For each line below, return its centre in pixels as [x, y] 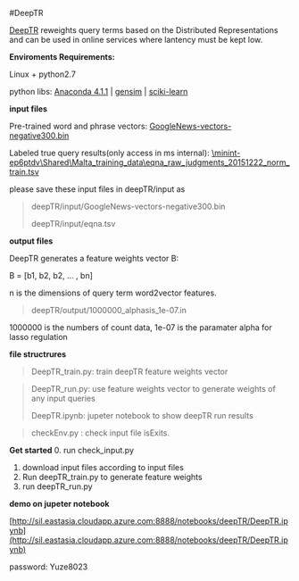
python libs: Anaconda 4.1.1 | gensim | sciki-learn [99, 91]
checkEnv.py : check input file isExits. [100, 433]
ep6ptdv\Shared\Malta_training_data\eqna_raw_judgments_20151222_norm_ [149, 162]
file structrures [38, 354]
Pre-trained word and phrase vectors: [79, 126]
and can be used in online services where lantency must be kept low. [136, 40]
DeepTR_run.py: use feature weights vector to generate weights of [154, 389]
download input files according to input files [103, 467]
